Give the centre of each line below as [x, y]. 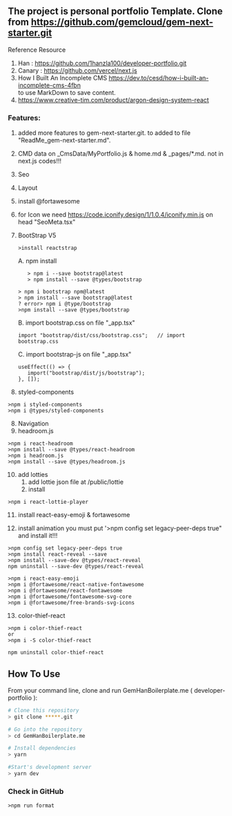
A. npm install [37, 261]
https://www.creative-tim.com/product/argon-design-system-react [113, 100]
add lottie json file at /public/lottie [76, 482]
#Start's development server [50, 768]
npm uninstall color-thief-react [56, 653]
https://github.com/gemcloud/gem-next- [122, 22]
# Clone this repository [43, 710]
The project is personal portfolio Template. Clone [115, 11]
